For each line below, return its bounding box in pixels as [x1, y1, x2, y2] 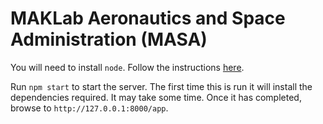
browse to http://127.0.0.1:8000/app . [10, 102, 169, 114]
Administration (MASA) [10, 28, 208, 51]
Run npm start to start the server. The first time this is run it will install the [10, 80, 313, 92]
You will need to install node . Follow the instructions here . [10, 61, 245, 73]
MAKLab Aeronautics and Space [10, 7, 286, 30]
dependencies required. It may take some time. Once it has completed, [10, 91, 302, 103]
